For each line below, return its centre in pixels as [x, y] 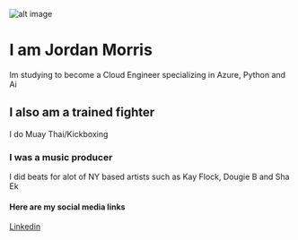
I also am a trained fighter [82, 112]
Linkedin [25, 227]
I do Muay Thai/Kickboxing [59, 133]
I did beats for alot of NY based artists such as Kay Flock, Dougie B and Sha [149, 177]
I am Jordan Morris [81, 50]
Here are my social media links [67, 207]
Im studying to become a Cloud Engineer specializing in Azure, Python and [147, 74]
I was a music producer [61, 157]
